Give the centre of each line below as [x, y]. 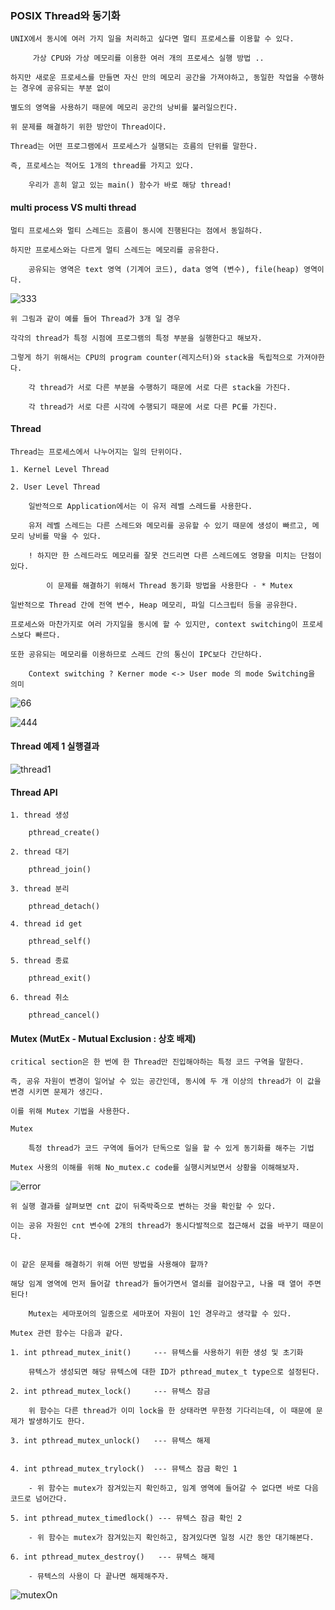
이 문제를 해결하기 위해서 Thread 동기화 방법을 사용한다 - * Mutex [169, 585]
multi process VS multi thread [73, 207]
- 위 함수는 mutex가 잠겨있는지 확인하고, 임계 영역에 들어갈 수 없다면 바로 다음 [173, 1488]
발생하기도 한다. [57, 1422]
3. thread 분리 [40, 889]
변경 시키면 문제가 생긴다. [57, 1092]
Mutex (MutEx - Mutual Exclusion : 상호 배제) [103, 1038]
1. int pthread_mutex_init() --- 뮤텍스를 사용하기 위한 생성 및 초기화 [157, 1353]
